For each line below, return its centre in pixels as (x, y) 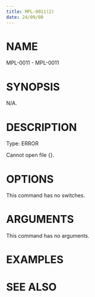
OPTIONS (30, 179)
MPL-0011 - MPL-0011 (33, 63)
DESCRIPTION (42, 127)
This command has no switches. (46, 196)
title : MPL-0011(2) (30, 12)
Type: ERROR (22, 143)
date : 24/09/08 (25, 17)
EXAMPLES (35, 260)
